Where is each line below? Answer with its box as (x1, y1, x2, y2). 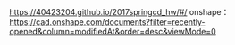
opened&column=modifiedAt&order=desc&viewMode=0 (9, 26, 216, 36)
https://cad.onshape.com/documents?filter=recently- (9, 17, 206, 27)
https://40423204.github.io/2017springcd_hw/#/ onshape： (9, 7, 230, 17)
